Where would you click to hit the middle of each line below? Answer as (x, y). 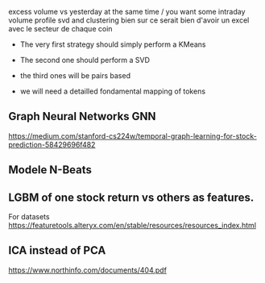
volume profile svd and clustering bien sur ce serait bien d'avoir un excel (129, 20)
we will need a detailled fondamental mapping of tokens (113, 91)
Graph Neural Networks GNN (82, 117)
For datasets (29, 217)
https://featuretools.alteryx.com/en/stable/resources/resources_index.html (132, 226)
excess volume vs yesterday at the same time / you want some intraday (127, 12)
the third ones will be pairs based (75, 75)
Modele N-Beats (50, 170)
